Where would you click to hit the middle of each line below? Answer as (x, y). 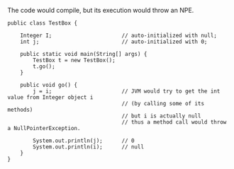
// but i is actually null (161, 116)
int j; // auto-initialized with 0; (114, 42)
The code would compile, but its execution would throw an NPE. (101, 10)
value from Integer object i (50, 98)
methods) (20, 110)
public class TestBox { (43, 23)
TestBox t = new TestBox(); (74, 60)
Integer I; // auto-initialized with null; (119, 35)
